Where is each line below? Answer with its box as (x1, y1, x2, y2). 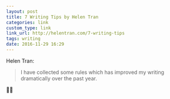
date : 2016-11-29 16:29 (6, 42, 65, 47)
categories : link (6, 19, 49, 25)
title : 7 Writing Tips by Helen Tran (6, 14, 99, 20)
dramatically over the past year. (20, 74, 97, 82)
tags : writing (6, 36, 41, 42)
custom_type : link (6, 25, 51, 31)
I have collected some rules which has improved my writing (20, 69, 165, 76)
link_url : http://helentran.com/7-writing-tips (6, 30, 125, 36)
